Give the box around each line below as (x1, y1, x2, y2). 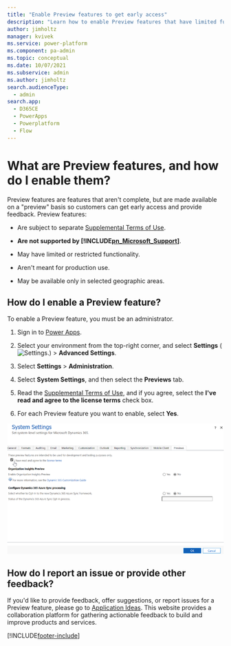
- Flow (13, 127, 32, 134)
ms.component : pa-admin (7, 48, 76, 54)
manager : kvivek (7, 33, 54, 40)
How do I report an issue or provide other (7, 567, 186, 579)
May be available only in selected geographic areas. (16, 276, 165, 285)
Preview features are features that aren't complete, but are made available (7, 195, 217, 203)
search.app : (7, 98, 41, 105)
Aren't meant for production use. (16, 263, 110, 271)
